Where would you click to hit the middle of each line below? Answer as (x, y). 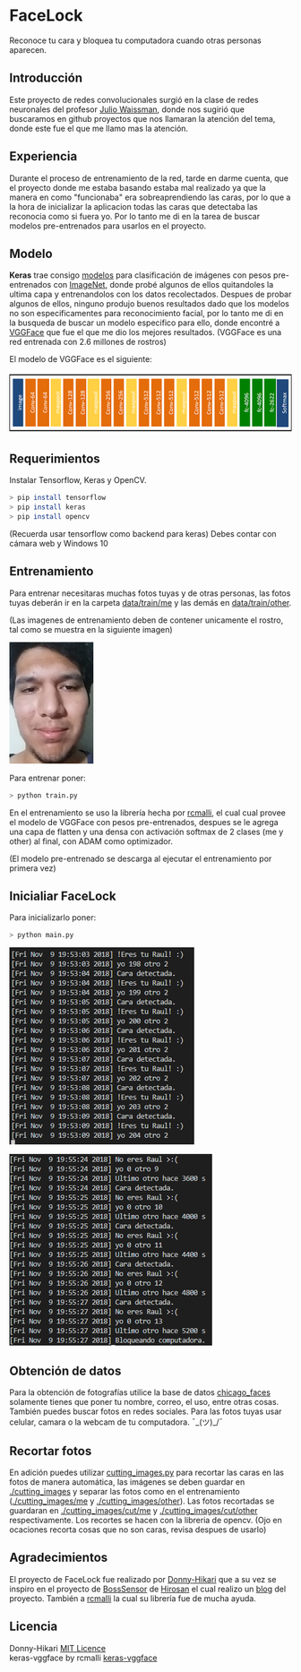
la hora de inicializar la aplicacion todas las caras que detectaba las (133, 206)
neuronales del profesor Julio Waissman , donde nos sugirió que (127, 109)
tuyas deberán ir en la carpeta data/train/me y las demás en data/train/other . (150, 602)
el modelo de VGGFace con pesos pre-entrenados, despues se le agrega (144, 822)
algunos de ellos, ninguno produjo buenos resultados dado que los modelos (149, 304)
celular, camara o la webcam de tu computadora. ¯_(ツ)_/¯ (116, 1422)
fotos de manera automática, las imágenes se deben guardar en (127, 1482)
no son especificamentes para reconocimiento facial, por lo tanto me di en (146, 314)
